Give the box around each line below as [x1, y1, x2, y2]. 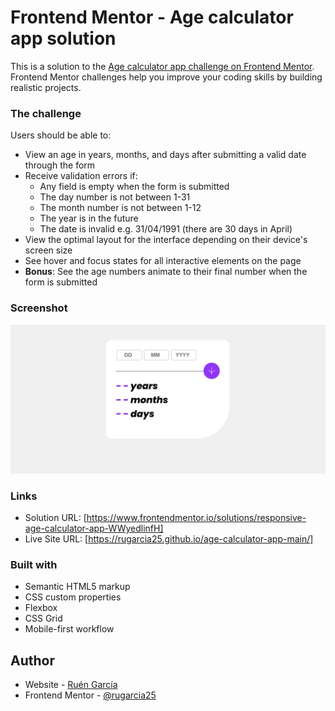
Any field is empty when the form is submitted [39, 181, 230, 193]
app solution [10, 27, 117, 50]
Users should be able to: [10, 129, 112, 141]
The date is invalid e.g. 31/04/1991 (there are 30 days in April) [39, 223, 293, 235]
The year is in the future [39, 212, 139, 225]
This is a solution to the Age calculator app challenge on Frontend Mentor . [10, 60, 315, 72]
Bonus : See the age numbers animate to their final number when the [24, 266, 308, 278]
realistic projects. [10, 81, 82, 93]
